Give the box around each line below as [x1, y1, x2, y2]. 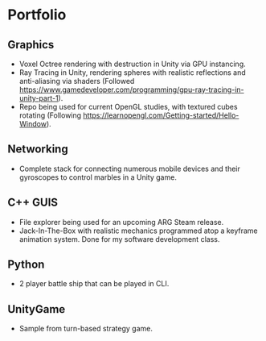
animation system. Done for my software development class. [18, 234, 220, 243]
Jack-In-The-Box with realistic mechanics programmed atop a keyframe [18, 226, 258, 235]
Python [7, 258, 45, 272]
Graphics [7, 38, 55, 52]
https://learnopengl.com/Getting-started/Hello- [83, 110, 239, 120]
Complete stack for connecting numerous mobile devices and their [18, 164, 240, 173]
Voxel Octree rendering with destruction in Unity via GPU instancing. [18, 59, 246, 69]
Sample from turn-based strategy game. [18, 324, 153, 334]
